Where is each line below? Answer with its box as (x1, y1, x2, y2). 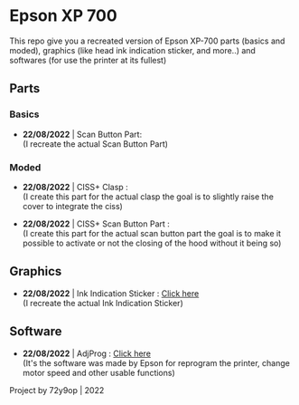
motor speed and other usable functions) (22, 367, 176, 378)
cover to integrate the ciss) (22, 200, 124, 211)
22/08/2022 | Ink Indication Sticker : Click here (22, 287, 200, 299)
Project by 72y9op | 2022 (9, 384, 105, 395)
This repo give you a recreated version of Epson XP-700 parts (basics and (9, 35, 285, 46)
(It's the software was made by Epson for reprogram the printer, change (22, 357, 291, 368)
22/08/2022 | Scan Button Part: (22, 129, 143, 140)
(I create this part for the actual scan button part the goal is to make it (22, 227, 282, 238)
